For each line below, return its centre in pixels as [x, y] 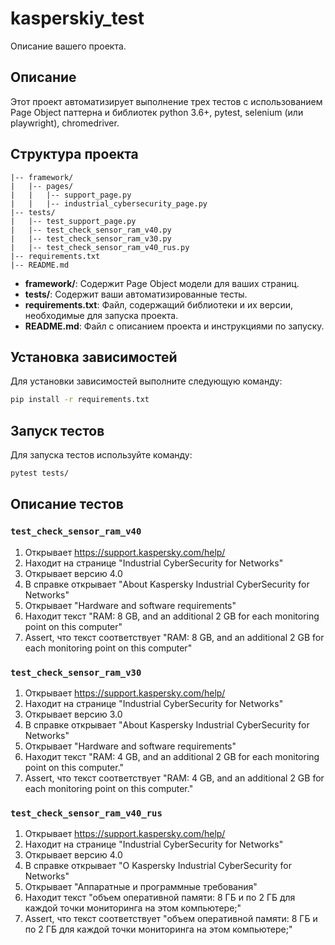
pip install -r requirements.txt [80, 400]
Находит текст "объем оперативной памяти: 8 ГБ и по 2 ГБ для [160, 898]
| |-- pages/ [42, 186]
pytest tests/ [40, 473]
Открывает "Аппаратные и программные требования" [141, 887]
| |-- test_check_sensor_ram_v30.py [91, 238]
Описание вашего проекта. [68, 46]
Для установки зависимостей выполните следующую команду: [146, 381]
